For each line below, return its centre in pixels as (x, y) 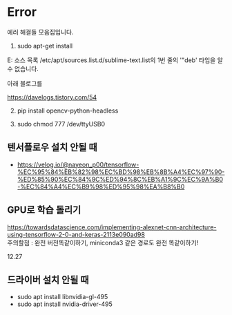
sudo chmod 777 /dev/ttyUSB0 (61, 124)
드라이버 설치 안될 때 (48, 279)
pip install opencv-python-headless (68, 111)
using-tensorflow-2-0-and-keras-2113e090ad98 (76, 234)
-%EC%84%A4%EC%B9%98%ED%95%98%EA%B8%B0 (101, 187)
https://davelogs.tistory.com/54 (52, 97)
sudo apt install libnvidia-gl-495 (62, 297)
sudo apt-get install (45, 46)
